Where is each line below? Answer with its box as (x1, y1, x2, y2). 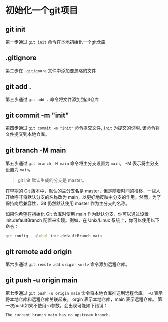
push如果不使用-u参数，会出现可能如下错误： (14, 302, 108, 308)
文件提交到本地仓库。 (5, 131, 49, 137)
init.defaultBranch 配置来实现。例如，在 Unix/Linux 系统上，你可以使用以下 (5, 217, 160, 223)
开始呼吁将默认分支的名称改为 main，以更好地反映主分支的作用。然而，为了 (5, 194, 161, 200)
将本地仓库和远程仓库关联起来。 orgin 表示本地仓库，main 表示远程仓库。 (5, 296, 157, 302)
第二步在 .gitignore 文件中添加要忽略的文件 (5, 67, 96, 73)
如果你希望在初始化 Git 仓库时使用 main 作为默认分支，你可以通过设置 (5, 211, 149, 217)
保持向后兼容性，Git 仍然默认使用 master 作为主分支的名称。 (5, 200, 130, 206)
